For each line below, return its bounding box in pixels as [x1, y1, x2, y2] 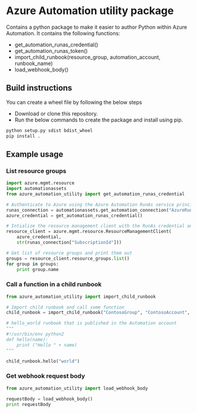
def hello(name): [6, 336, 49, 343]
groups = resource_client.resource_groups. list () [6, 255, 130, 262]
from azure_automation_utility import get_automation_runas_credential [6, 191, 185, 197]
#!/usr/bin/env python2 [6, 331, 64, 337]
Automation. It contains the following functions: [6, 29, 120, 36]
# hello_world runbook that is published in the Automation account [6, 320, 177, 326]
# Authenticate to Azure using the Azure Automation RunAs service [6, 201, 175, 208]
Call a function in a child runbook [6, 280, 102, 289]
